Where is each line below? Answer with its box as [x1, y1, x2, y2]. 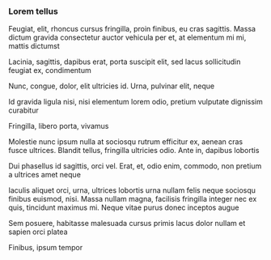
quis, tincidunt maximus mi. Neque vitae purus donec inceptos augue [8, 202, 239, 212]
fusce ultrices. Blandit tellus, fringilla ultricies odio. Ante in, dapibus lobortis [8, 146, 260, 156]
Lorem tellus [8, 6, 58, 17]
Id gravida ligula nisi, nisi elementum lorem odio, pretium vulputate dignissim [8, 97, 263, 107]
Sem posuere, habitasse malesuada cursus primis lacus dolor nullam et [8, 219, 246, 228]
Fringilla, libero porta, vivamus [8, 121, 109, 131]
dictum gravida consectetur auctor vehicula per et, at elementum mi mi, [8, 32, 247, 42]
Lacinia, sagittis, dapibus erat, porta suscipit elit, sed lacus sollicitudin [8, 57, 241, 66]
